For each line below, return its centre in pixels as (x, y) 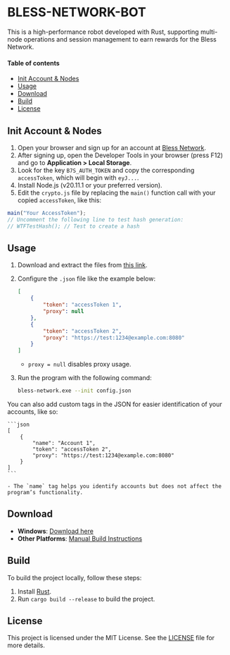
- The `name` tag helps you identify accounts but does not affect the (114, 486)
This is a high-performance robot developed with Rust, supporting (103, 32)
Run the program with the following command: (85, 378)
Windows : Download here (55, 531)
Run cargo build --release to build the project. (86, 599)
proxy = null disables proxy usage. (79, 365)
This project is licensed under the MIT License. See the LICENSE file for (111, 638)
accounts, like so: (33, 412)
